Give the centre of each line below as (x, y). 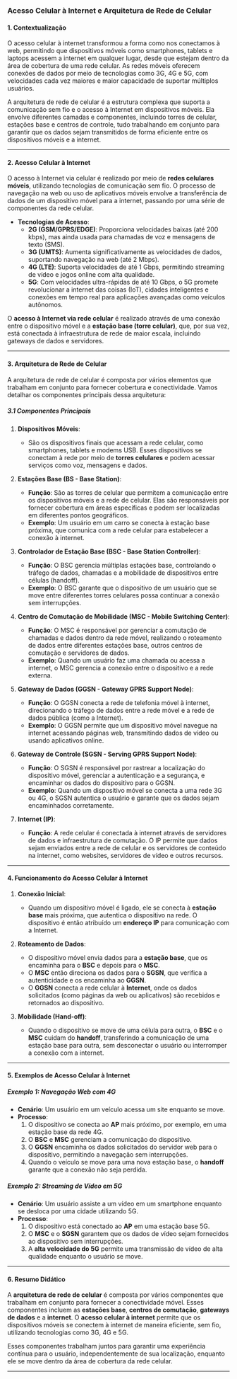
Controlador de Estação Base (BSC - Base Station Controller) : (109, 551)
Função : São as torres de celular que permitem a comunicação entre (128, 492)
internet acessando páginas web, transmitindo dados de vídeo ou (123, 733)
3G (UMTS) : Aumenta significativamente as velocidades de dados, (125, 252)
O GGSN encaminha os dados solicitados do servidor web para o (122, 1147)
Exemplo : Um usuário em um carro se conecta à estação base (119, 522)
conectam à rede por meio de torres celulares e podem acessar (121, 457)
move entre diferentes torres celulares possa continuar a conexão (124, 595)
